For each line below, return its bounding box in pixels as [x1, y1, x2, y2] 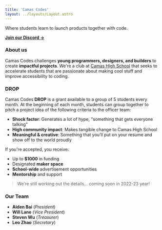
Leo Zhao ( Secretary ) [12, 220, 56, 226]
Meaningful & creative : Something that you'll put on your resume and [12, 132, 152, 138]
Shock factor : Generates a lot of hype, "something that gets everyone [12, 116, 153, 122]
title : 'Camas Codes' [5, 7, 49, 12]
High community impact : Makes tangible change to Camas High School [12, 127, 158, 133]
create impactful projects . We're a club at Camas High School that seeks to [5, 63, 158, 69]
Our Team [5, 193, 29, 200]
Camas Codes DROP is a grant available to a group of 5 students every [5, 96, 147, 102]
